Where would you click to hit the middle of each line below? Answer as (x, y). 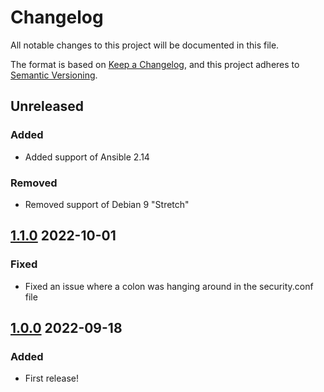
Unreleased (47, 106)
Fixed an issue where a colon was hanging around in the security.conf (169, 286)
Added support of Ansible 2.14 (87, 157)
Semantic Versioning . (54, 75)
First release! (51, 378)
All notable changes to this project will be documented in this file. (145, 45)
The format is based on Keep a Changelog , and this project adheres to (155, 64)
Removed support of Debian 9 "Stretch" (107, 204)
